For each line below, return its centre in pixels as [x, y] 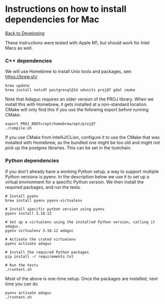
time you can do [21, 284]
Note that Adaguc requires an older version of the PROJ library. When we [79, 99]
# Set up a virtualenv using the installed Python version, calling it [80, 222]
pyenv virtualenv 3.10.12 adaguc [39, 231]
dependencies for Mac [52, 19]
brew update [17, 86]
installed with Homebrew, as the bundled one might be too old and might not [82, 143]
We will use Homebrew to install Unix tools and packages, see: [68, 71]
